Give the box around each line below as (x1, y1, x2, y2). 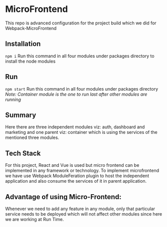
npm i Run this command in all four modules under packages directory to (5, 53, 155, 59)
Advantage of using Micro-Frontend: (5, 193, 122, 201)
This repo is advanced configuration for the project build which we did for (5, 20, 157, 26)
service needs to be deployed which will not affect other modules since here (5, 211, 163, 217)
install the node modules (5, 58, 56, 64)
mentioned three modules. (5, 134, 59, 140)
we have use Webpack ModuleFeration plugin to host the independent (5, 173, 150, 179)
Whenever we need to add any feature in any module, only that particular (5, 206, 156, 212)
